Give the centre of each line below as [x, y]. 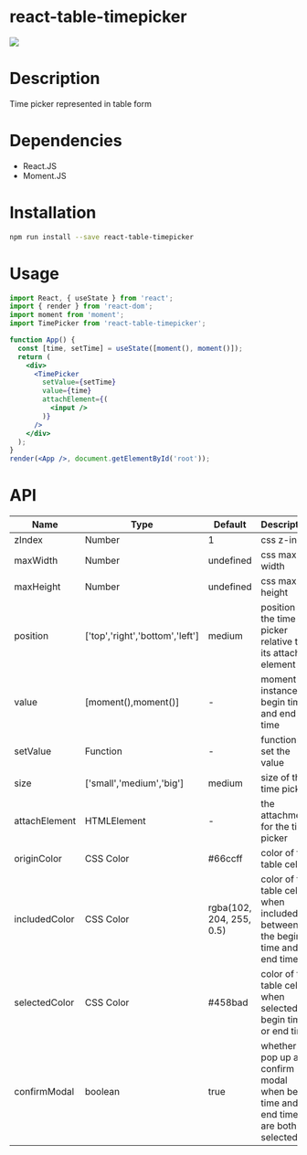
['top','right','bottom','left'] [142, 636]
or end [275, 1032]
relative [277, 641]
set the [275, 751]
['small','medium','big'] [134, 783]
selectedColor [44, 1002]
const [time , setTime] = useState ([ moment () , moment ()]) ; [131, 348]
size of [275, 778]
